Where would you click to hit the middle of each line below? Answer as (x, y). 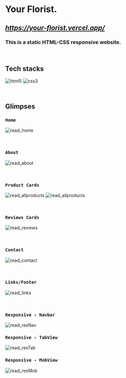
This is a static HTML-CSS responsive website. (63, 42)
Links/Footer (21, 282)
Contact (14, 250)
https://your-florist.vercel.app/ (55, 28)
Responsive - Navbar (30, 315)
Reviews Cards (22, 217)
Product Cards (22, 185)
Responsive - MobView (31, 360)
